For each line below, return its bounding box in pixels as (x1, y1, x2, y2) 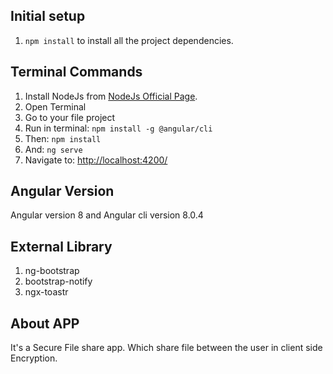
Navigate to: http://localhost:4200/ (24, 154, 168, 166)
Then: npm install (24, 132, 102, 144)
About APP (10, 315, 80, 332)
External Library (10, 238, 113, 255)
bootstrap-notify (24, 275, 93, 288)
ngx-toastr (24, 286, 69, 298)
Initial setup (10, 8, 86, 25)
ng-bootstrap (24, 265, 80, 277)
